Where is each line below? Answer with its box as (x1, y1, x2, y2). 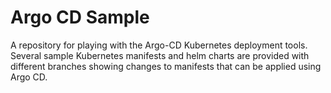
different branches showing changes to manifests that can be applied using (10, 60, 322, 72)
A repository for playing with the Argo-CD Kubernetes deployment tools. (10, 39, 308, 51)
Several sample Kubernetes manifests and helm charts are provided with (10, 49, 310, 61)
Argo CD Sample (10, 6, 150, 29)
